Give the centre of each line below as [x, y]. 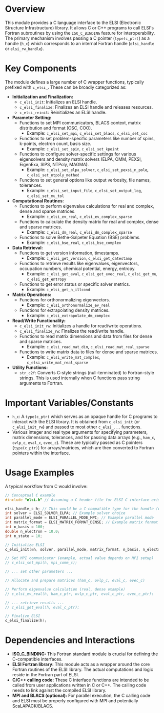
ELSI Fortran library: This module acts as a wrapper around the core [81, 664]
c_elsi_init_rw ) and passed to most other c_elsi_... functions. [77, 427]
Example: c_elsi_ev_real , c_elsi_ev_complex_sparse [79, 216]
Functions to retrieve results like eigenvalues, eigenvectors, [79, 263]
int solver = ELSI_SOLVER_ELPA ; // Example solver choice [65, 513]
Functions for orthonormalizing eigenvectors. [65, 299]
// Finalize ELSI [23, 616]
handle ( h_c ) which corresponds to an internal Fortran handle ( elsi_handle [80, 43]
